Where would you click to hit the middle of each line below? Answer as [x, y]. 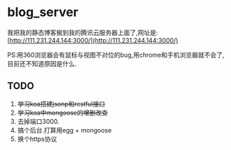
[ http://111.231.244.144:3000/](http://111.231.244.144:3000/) [93, 40]
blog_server [43, 12]
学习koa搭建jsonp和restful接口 [61, 104]
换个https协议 [37, 139]
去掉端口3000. [38, 121]
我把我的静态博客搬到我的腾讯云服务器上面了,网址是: [83, 32]
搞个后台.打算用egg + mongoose [64, 130]
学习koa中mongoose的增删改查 [63, 112]
